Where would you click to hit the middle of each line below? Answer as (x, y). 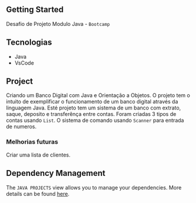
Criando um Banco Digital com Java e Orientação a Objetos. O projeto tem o (98, 95)
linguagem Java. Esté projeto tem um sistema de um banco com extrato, (94, 108)
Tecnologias (29, 43)
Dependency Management (56, 173)
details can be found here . (38, 194)
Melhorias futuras (32, 142)
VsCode (24, 63)
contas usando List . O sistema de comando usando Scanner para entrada (95, 121)
